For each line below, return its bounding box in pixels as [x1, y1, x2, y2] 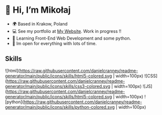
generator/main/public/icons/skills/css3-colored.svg [5, 83, 111, 89]
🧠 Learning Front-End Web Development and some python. [12, 35, 131, 41]
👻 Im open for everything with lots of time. [12, 40, 97, 46]
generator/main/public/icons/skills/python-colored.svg [5, 104, 115, 110]
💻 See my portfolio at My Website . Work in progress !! [12, 28, 122, 34]
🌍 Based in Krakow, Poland [12, 21, 68, 26]
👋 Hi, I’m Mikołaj [5, 4, 71, 16]
